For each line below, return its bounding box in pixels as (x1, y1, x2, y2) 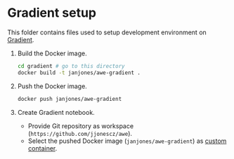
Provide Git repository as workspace (27, 121, 134, 130)
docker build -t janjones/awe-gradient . (17, 69, 141, 76)
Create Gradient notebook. (17, 108, 95, 116)
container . (27, 144, 58, 152)
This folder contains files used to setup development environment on (7, 28, 207, 36)
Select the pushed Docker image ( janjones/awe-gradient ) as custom (27, 137, 227, 145)
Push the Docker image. (17, 82, 88, 90)
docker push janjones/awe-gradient (17, 95, 122, 102)
